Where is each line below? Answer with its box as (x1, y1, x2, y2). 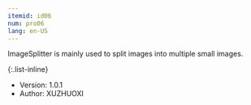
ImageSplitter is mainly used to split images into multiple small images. (7, 49, 244, 59)
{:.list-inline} (7, 65, 49, 74)
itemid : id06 (7, 11, 52, 20)
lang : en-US (7, 27, 48, 35)
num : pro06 (7, 19, 45, 27)
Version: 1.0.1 (19, 80, 63, 90)
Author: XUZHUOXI (19, 89, 84, 99)
